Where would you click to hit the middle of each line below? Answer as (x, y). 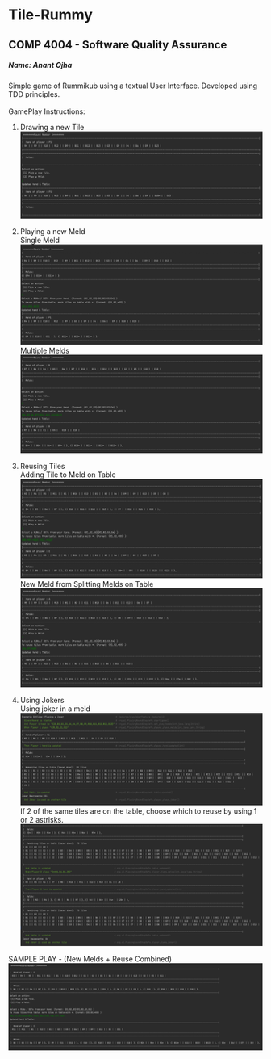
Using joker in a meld (55, 709)
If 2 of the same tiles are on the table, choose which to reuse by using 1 (138, 811)
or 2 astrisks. (42, 819)
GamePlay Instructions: (47, 111)
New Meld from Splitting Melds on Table (87, 584)
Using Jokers (42, 701)
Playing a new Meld (52, 231)
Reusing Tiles (42, 467)
